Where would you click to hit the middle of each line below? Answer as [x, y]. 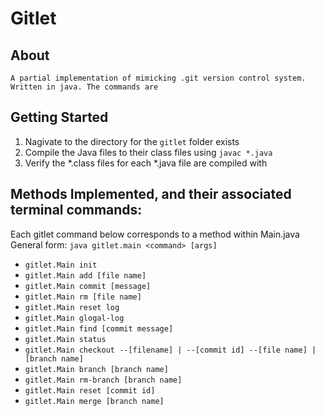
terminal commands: [76, 210]
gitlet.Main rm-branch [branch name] [103, 380]
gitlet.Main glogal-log [74, 318]
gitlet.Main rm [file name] [83, 297]
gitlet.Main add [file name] [85, 275]
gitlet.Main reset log [72, 307]
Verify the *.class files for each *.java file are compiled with [146, 163]
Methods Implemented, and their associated [151, 194]
